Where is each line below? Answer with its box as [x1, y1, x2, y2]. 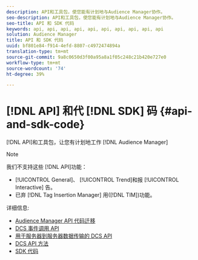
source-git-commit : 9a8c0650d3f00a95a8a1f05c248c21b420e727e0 [6, 54, 167, 60]
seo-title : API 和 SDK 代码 [6, 20, 74, 26]
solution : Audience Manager [6, 32, 78, 38]
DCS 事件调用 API [15, 225, 59, 232]
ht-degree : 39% [6, 71, 45, 77]
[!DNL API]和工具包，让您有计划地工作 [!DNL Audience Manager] [6, 139, 168, 146]
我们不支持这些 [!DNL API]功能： [6, 163, 88, 171]
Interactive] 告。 [15, 183, 56, 191]
